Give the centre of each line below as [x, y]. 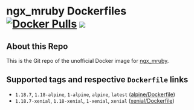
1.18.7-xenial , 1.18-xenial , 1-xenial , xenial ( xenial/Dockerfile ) [95, 100]
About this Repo [37, 46]
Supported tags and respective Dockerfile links [97, 80]
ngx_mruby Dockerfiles [66, 11]
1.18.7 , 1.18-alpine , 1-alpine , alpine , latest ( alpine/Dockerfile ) [95, 94]
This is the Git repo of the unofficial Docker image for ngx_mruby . [88, 61]
